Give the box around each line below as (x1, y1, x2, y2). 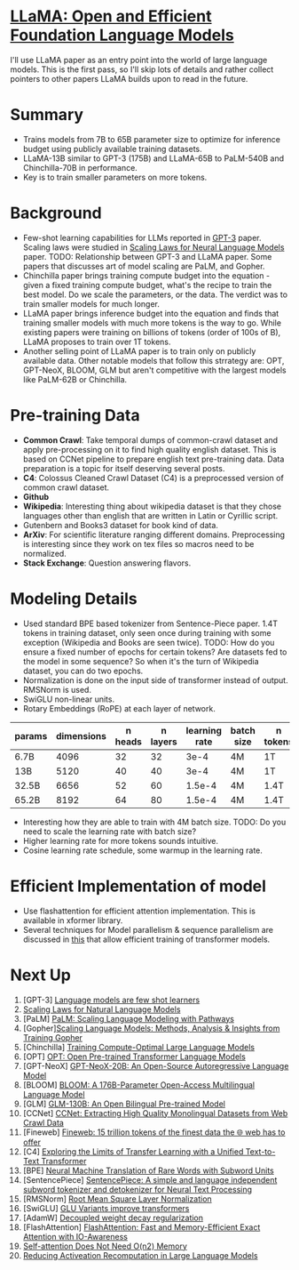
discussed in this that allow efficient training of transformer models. (22, 934, 271, 944)
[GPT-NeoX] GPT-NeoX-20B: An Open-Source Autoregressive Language (22, 1060, 289, 1071)
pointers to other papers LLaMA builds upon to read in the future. (10, 73, 248, 84)
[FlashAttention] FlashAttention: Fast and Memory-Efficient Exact (22, 1221, 261, 1233)
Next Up (10, 965, 72, 985)
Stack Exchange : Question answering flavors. (22, 558, 192, 568)
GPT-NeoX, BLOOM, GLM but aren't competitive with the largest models (22, 365, 287, 375)
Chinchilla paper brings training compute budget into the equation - (22, 269, 270, 281)
